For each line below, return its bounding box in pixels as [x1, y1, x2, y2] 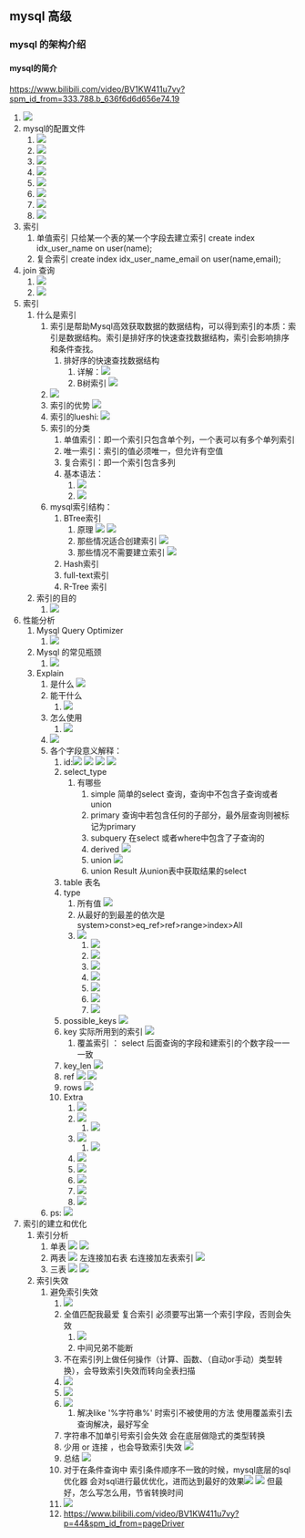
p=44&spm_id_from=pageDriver [63, 1517, 185, 1529]
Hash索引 [63, 558, 100, 569]
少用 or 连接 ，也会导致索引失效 [63, 1441, 182, 1452]
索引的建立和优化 [22, 1218, 87, 1229]
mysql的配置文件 [22, 122, 86, 134]
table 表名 [63, 876, 101, 887]
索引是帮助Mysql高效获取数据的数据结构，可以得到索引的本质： [49, 320, 289, 331]
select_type [63, 766, 107, 777]
